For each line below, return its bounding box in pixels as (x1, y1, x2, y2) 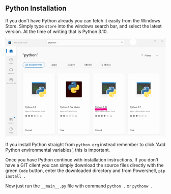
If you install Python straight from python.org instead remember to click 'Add (5, 142, 166, 147)
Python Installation (5, 4, 67, 13)
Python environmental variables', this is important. (5, 147, 110, 153)
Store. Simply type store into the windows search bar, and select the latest (5, 23, 162, 29)
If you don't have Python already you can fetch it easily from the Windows (5, 17, 160, 23)
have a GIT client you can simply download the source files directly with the (5, 162, 164, 168)
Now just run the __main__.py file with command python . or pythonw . (5, 183, 153, 189)
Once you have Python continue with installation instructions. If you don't (5, 157, 159, 162)
